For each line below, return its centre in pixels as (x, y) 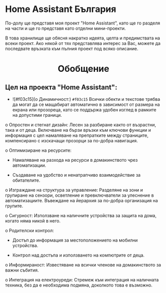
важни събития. (22, 270)
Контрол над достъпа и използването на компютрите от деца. (79, 255)
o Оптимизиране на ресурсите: (39, 150)
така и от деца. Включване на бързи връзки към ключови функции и (78, 130)
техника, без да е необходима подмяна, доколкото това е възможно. (79, 285)
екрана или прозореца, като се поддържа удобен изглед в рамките (84, 110)
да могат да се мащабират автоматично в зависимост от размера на (86, 104)
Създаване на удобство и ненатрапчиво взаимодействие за (76, 175)
